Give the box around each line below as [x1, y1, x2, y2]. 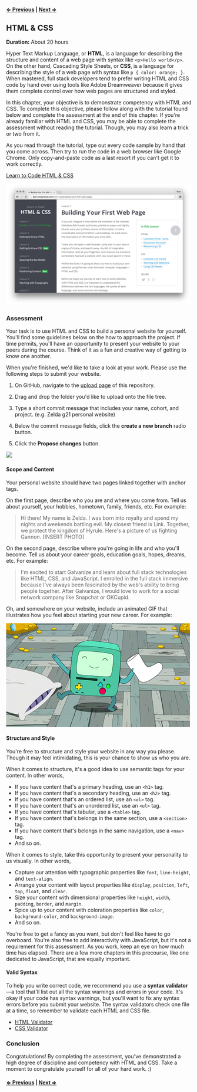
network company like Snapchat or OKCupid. [20, 593, 130, 601]
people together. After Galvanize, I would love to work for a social [20, 587, 179, 594]
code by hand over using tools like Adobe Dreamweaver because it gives [6, 81, 183, 88]
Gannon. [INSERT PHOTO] [20, 533, 85, 540]
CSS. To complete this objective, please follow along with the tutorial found [6, 105, 188, 113]
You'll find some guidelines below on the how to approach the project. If [6, 334, 181, 341]
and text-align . [14, 875, 54, 882]
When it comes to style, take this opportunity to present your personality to [6, 851, 188, 858]
